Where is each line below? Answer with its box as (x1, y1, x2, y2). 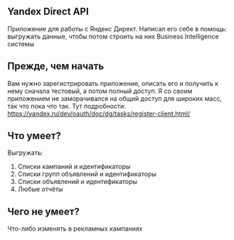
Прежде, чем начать (7, 60, 105, 72)
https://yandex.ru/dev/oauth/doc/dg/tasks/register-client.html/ (7, 109, 191, 118)
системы (7, 39, 34, 48)
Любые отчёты (17, 185, 63, 194)
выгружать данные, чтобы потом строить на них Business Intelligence (7, 32, 219, 40)
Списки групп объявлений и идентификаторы (17, 170, 156, 178)
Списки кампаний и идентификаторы (17, 163, 131, 171)
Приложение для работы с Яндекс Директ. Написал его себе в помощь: (7, 24, 228, 33)
